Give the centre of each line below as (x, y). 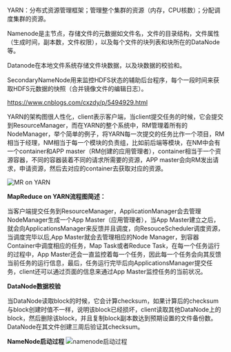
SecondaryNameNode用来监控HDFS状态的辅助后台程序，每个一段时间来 (110, 80)
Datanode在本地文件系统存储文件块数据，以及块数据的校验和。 (97, 65)
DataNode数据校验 (34, 286)
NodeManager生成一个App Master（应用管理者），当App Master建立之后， (113, 220)
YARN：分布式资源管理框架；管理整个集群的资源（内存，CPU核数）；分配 (111, 10)
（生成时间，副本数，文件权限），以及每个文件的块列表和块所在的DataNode (114, 42)
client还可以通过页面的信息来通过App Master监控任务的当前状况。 (113, 272)
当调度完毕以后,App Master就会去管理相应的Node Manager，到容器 (103, 237)
